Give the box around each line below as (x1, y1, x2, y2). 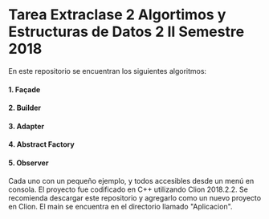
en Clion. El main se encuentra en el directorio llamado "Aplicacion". (8, 201, 233, 211)
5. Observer (8, 158, 49, 168)
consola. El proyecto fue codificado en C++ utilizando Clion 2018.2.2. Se (8, 185, 249, 194)
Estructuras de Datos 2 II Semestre (8, 22, 245, 41)
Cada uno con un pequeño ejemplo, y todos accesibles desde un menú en (8, 176, 255, 185)
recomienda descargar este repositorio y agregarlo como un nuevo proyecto (8, 193, 262, 202)
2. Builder (8, 103, 42, 113)
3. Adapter (8, 121, 45, 131)
